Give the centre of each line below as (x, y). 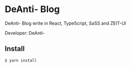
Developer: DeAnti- (25, 33)
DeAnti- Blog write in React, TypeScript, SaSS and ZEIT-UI (65, 23)
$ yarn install (21, 60)
